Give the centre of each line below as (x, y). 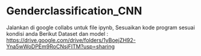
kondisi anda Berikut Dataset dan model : (57, 33)
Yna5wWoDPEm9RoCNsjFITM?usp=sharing (61, 46)
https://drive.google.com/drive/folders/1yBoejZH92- (71, 40)
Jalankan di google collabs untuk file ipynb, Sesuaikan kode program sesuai (101, 27)
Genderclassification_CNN (74, 11)
